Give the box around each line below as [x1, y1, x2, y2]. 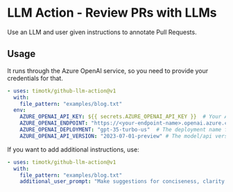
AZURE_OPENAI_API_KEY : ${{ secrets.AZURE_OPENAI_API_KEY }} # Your [19, 113, 222, 120]
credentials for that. [7, 74, 64, 82]
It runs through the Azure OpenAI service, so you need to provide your [7, 66, 209, 74]
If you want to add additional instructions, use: [7, 145, 140, 154]
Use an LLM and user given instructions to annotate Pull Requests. [7, 28, 197, 36]
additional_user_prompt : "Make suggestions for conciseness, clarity [19, 178, 225, 185]
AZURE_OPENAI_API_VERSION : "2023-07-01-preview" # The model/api [19, 132, 213, 140]
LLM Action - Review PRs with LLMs [7, 5, 217, 21]
